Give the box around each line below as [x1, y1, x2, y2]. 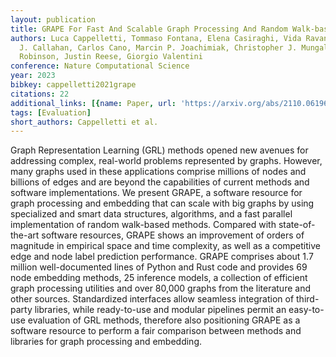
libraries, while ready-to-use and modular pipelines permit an [34, 304, 287, 316]
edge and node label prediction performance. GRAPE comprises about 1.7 [10, 251, 314, 263]
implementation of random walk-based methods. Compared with [10, 219, 277, 231]
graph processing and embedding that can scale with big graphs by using [10, 197, 315, 210]
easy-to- [288, 304, 325, 316]
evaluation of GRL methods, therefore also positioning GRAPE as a [27, 314, 301, 326]
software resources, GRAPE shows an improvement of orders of [41, 229, 305, 241]
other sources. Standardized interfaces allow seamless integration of [10, 293, 295, 305]
